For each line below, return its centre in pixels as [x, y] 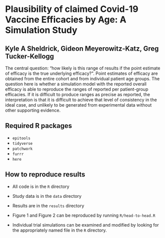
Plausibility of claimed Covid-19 [72, 9]
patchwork [23, 149]
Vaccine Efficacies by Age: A [66, 20]
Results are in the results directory [48, 206]
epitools [21, 138]
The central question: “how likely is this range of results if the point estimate [83, 68]
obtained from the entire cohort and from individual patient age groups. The [82, 79]
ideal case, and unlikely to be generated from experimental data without [79, 105]
